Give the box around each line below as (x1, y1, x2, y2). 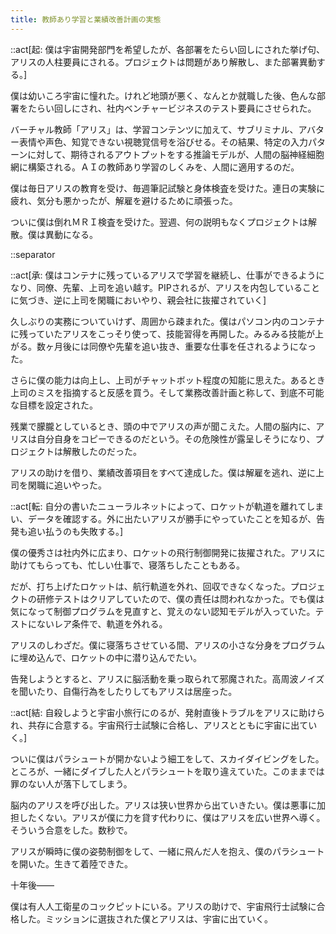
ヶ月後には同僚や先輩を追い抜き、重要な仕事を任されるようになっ (44, 340, 317, 352)
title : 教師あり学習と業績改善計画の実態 (10, 14, 162, 25)
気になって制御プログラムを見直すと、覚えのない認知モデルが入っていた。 (10, 605, 316, 617)
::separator (10, 248, 56, 260)
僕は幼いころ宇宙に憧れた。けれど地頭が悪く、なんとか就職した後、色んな (10, 89, 317, 101)
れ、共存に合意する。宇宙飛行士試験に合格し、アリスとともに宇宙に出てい (10, 719, 318, 731)
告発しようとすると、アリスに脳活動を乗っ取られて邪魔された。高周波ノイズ (10, 672, 325, 685)
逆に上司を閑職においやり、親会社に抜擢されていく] (53, 294, 267, 306)
